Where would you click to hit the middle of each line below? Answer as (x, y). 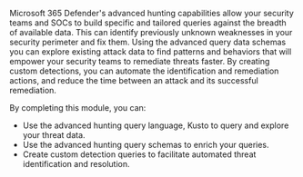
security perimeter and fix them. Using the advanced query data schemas (148, 42)
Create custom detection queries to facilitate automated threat (139, 154)
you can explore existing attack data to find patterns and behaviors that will (151, 52)
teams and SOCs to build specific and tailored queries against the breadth (148, 23)
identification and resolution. (76, 164)
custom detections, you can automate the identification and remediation (144, 71)
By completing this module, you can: (78, 108)
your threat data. (54, 135)
